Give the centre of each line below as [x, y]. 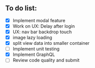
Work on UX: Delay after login [44, 26]
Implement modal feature [39, 20]
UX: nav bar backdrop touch [42, 32]
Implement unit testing [36, 49]
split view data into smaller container [51, 43]
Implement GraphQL [34, 54]
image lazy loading [32, 38]
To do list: [21, 8]
